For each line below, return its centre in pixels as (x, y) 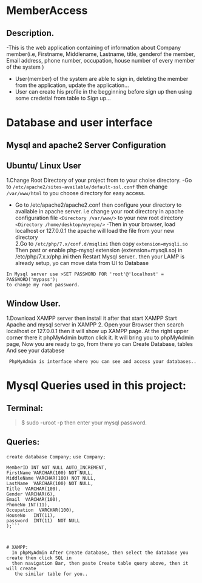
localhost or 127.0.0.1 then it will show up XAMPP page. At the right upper (98, 331)
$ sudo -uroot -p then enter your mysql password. (84, 423)
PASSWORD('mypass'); (32, 280)
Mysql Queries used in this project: (96, 386)
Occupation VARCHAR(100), (40, 510)
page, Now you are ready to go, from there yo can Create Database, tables (99, 344)
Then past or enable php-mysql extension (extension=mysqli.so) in (99, 250)
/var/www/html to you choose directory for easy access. (76, 193)
